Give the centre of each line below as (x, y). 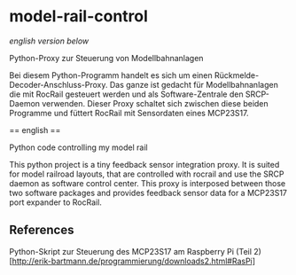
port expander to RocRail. (55, 202)
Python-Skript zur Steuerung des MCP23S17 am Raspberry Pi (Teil (131, 251)
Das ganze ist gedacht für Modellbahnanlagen (194, 84)
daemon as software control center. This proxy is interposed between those (148, 183)
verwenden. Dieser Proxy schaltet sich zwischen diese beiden (155, 103)
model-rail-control (79, 16)
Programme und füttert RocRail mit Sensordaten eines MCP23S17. (129, 113)
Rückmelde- (237, 75)
